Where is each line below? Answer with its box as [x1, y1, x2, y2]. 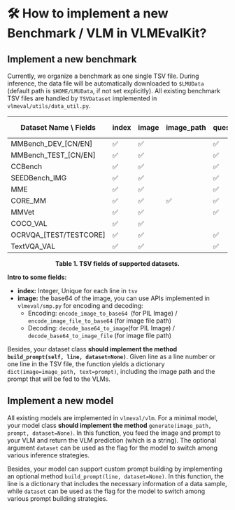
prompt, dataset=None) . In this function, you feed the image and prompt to [7, 429, 222, 437]
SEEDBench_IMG [10, 173, 67, 182]
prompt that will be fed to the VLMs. [7, 375, 111, 383]
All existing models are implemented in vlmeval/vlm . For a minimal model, [7, 413, 218, 422]
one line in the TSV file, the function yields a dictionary [7, 360, 165, 368]
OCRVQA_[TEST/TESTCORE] [10, 230, 106, 239]
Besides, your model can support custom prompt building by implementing [7, 464, 222, 473]
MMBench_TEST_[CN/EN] [10, 150, 96, 160]
